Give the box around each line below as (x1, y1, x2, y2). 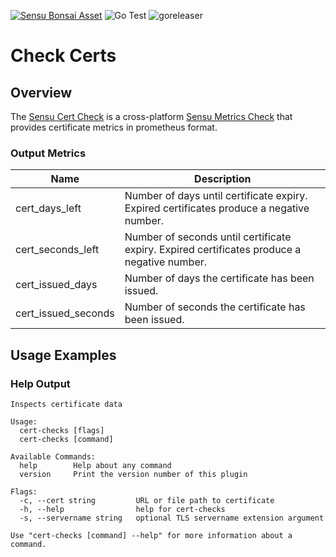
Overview (10, 84, 73, 101)
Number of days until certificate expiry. (124, 189, 308, 203)
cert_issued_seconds (15, 306, 115, 320)
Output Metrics (10, 146, 87, 160)
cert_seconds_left (15, 243, 100, 257)
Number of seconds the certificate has (124, 300, 306, 314)
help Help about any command (19, 460, 172, 470)
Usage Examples (10, 346, 117, 364)
